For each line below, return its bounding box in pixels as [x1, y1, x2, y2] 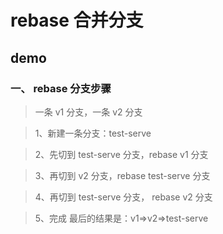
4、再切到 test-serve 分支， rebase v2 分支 [34, 191, 213, 203]
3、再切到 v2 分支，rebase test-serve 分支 [34, 169, 211, 181]
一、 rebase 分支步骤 [10, 81, 112, 95]
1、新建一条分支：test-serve [34, 127, 152, 139]
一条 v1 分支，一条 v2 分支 [34, 106, 143, 118]
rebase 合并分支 [10, 9, 144, 32]
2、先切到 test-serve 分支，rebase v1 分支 [34, 148, 209, 160]
